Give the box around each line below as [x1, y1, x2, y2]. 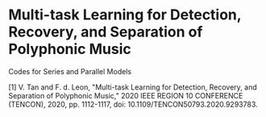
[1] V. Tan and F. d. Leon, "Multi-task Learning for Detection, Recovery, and [8, 82, 257, 92]
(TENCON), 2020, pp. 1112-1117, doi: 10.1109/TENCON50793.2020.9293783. [8, 99, 258, 109]
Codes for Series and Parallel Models [8, 66, 131, 76]
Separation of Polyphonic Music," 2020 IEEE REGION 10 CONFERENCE [8, 90, 243, 100]
